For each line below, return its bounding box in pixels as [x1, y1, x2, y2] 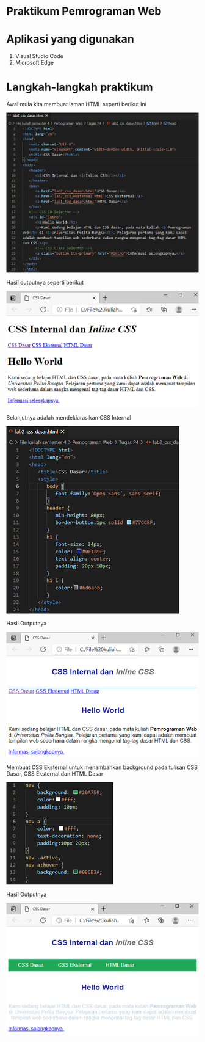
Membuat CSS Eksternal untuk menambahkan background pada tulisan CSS [6, 763, 198, 771]
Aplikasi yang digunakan [6, 32, 134, 46]
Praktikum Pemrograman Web [6, 4, 162, 18]
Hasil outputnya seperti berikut [6, 279, 84, 286]
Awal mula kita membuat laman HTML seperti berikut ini [6, 101, 146, 108]
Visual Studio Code [15, 53, 64, 60]
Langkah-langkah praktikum [6, 81, 154, 94]
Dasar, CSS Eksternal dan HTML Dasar [6, 770, 104, 777]
